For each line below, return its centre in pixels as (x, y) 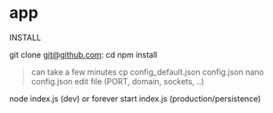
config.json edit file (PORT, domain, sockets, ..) (118, 81)
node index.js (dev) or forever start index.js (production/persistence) (135, 98)
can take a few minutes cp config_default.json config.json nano (148, 72)
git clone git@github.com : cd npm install (83, 54)
